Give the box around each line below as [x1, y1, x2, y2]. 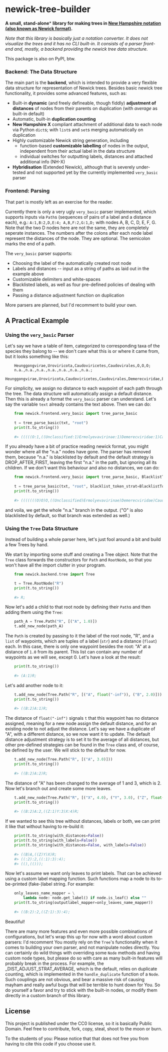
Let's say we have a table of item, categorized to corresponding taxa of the [5, 343, 160, 349]
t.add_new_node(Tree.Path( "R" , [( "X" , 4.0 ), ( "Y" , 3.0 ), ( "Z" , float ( [14, 795, 164, 800]
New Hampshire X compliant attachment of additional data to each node [12, 122, 162, 128]
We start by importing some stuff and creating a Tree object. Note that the [5, 551, 157, 557]
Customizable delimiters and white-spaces [12, 276, 101, 282]
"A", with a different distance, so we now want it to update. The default [5, 731, 150, 737]
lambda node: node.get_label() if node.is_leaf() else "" [23, 896, 146, 901]
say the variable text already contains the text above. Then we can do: [5, 401, 151, 408]
